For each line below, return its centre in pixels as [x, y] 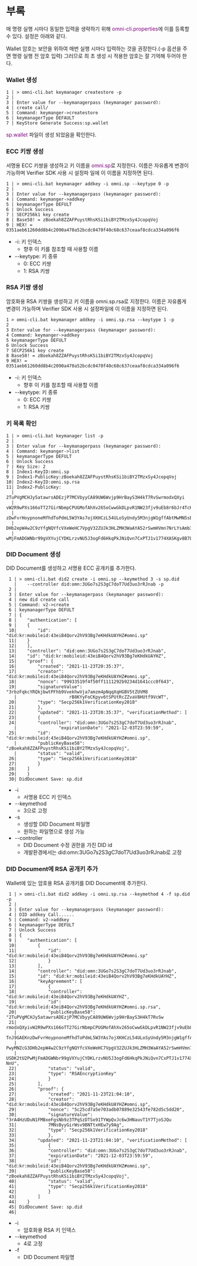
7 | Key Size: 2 [26, 467]
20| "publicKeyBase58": [52, 1012]
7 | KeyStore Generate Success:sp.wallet [57, 123]
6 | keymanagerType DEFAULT [40, 118]
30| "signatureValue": [51, 1114]
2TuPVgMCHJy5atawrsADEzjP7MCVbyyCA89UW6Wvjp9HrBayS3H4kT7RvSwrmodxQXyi [95, 498]
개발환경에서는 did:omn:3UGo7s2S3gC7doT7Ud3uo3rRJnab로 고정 [102, 852]
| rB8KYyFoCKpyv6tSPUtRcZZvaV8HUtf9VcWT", [91, 697]
